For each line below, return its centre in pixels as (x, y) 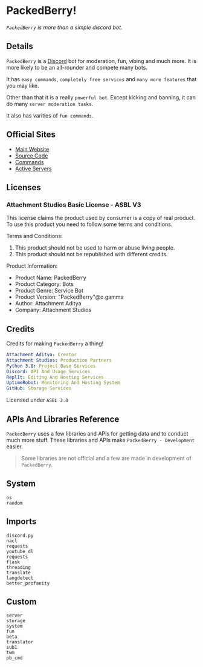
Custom (21, 602)
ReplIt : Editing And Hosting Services (55, 377)
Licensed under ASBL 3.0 (37, 400)
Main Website (32, 149)
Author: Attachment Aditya (48, 304)
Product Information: (32, 266)
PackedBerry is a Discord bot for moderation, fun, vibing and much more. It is (101, 61)
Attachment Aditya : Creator (42, 355)
